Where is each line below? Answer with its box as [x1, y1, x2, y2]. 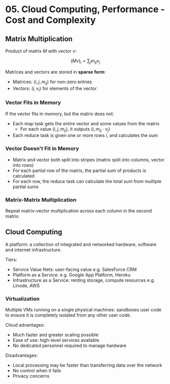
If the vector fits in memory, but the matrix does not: [5, 111, 114, 117]
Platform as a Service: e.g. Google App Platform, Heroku [12, 271, 131, 277]
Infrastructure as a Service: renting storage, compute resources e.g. [12, 277, 155, 283]
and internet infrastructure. [5, 247, 62, 253]
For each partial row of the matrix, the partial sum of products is [12, 167, 146, 173]
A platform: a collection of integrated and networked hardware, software [5, 241, 156, 247]
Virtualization [5, 295, 40, 302]
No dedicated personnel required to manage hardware [12, 342, 127, 348]
